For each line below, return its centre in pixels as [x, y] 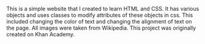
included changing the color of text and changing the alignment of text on [99, 21]
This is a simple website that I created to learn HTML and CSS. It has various [103, 9]
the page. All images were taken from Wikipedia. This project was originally [101, 28]
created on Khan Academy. [41, 34]
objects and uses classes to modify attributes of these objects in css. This [100, 15]
